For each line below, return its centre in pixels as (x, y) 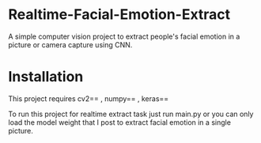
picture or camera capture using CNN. (70, 44)
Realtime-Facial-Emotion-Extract (119, 15)
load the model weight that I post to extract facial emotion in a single (120, 122)
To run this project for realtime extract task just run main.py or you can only (131, 114)
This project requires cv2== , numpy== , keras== (89, 98)
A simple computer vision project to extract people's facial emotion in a (124, 36)
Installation (46, 77)
